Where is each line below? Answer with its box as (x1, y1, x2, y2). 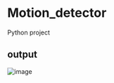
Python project (7, 28, 51, 37)
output (7, 49, 37, 60)
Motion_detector (7, 5, 107, 21)
